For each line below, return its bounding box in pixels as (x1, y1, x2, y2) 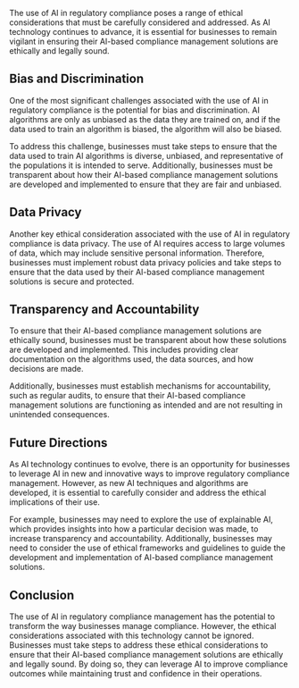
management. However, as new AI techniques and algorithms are (9, 478, 249, 489)
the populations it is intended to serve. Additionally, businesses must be (9, 160, 274, 171)
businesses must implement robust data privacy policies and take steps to (9, 256, 282, 267)
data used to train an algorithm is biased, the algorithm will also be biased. (9, 123, 283, 134)
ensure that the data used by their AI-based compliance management (9, 266, 265, 277)
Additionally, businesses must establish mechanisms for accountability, (9, 381, 271, 391)
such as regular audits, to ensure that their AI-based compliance (9, 390, 246, 401)
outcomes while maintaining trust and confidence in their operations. (9, 668, 262, 679)
